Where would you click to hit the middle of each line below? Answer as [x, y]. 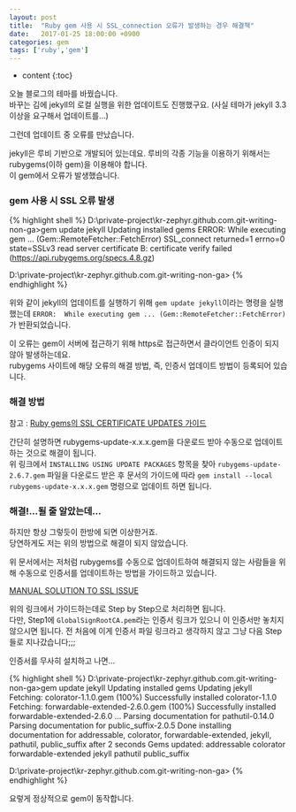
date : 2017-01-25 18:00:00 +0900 [75, 34]
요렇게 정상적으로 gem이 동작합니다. [72, 799]
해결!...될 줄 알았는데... [55, 511]
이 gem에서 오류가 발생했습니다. [65, 176]
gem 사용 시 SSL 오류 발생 [62, 201]
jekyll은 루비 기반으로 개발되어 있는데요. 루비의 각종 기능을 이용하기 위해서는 [140, 153]
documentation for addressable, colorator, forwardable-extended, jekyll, [140, 735]
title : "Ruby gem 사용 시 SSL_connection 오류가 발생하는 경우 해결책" [132, 26]
